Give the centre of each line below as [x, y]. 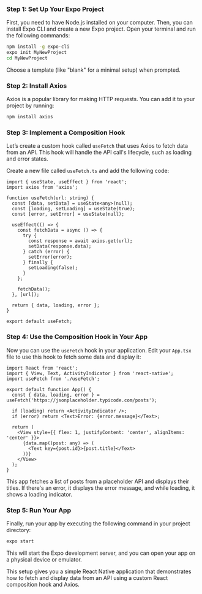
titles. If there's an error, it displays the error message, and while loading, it [101, 488]
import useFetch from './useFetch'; [53, 379]
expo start [20, 541]
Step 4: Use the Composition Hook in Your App [77, 337]
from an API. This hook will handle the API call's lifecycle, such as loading [99, 153]
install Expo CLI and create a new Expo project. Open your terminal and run [101, 29]
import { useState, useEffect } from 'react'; [67, 182]
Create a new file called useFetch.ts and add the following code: [88, 171]
